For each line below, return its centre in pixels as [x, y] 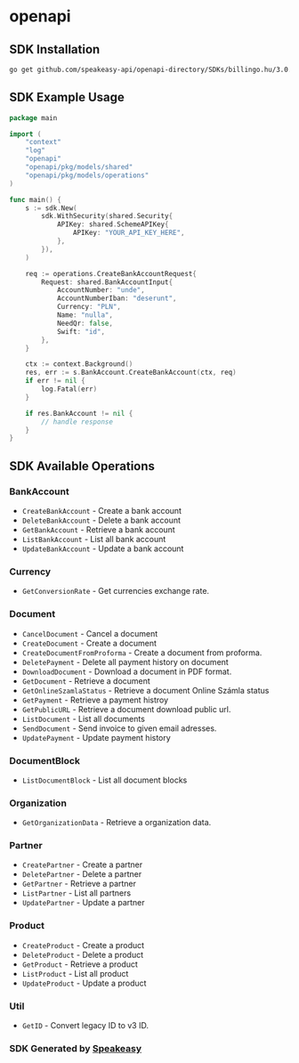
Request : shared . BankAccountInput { [107, 282]
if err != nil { [56, 381]
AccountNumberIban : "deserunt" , [117, 299]
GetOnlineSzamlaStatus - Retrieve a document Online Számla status [145, 690]
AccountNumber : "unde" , [101, 290]
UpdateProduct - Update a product [84, 983]
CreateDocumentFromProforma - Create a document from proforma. [142, 653]
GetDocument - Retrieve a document [86, 681]
